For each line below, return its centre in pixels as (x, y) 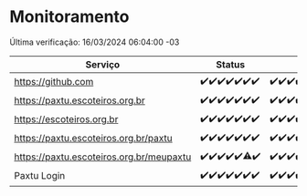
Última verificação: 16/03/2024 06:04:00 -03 (95, 42)
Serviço (103, 64)
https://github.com (54, 82)
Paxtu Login (40, 176)
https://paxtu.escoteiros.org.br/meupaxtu (103, 157)
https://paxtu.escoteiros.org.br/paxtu (94, 139)
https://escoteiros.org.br (66, 119)
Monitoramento (69, 17)
